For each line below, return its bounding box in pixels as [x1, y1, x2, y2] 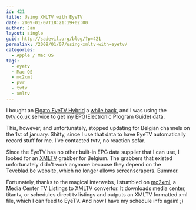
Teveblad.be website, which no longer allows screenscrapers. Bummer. [6, 167, 179, 174]
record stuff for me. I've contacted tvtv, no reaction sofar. [6, 136, 146, 144]
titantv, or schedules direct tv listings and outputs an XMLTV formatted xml [6, 191, 188, 198]
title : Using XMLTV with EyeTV [6, 14, 83, 20]
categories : [6, 47, 35, 53]
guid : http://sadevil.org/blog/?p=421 [6, 36, 101, 42]
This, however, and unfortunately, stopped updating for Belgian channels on [6, 124, 190, 131]
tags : [6, 58, 19, 64]
